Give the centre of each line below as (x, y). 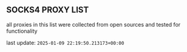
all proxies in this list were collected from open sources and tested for (93, 24)
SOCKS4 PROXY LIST (48, 10)
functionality (22, 31)
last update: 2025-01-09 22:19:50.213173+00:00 (65, 42)
